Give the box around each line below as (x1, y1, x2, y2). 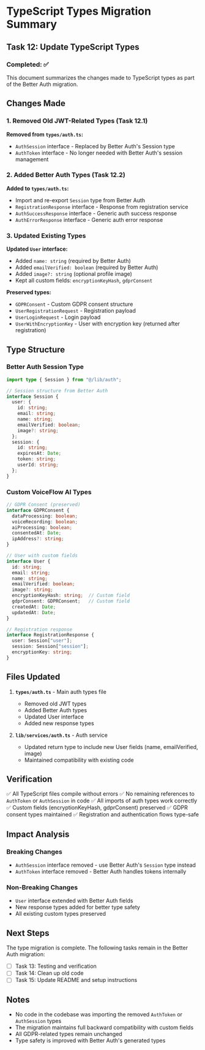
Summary (6, 17, 57, 31)
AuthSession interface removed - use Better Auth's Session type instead (15, 861, 196, 869)
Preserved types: (6, 289, 52, 296)
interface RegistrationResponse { (6, 632, 95, 638)
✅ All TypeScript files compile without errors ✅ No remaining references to (6, 790, 195, 797)
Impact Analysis (6, 829, 70, 839)
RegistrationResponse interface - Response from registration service (15, 203, 188, 210)
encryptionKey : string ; (12, 649, 72, 655)
